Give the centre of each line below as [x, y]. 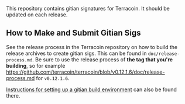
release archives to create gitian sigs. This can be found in [76, 53]
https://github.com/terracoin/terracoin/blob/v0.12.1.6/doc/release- [85, 72]
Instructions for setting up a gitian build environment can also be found [92, 89]
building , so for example [36, 65]
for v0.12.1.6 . [53, 78]
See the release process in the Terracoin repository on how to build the [92, 47]
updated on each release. [37, 15]
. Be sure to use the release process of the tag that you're [102, 59]
